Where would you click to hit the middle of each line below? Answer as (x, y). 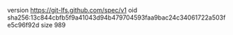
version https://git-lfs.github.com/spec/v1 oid (72, 10)
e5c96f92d (23, 25)
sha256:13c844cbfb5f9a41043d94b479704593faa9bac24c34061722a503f (116, 17)
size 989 (54, 25)
